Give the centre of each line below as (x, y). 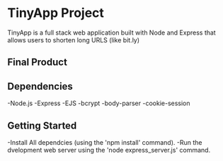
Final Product (37, 62)
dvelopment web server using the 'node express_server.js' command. (109, 150)
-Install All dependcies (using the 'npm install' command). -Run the (105, 142)
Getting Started (42, 125)
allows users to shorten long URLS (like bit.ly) (74, 40)
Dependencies (40, 86)
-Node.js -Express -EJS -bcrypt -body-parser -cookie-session (99, 103)
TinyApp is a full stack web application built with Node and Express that (111, 32)
